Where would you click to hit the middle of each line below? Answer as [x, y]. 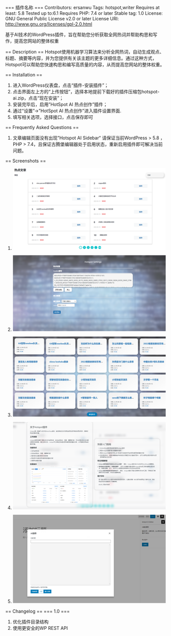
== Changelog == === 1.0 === [38, 612]
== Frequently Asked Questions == [42, 127]
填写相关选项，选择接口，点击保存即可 [53, 117]
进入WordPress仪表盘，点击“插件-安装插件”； [61, 85]
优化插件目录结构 [31, 622]
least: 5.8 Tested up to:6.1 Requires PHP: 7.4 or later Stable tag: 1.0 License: [84, 13]
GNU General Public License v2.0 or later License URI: [62, 19]
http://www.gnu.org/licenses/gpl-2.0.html [49, 24]
